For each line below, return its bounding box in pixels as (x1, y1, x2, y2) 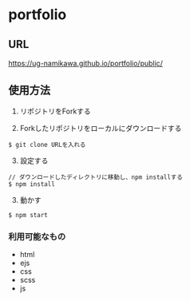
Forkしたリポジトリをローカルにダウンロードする (19, 123, 182, 133)
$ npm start (8, 211, 48, 219)
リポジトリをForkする (19, 106, 92, 116)
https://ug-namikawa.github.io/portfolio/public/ (8, 58, 164, 68)
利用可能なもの (8, 231, 66, 242)
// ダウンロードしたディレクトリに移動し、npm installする (8, 173, 184, 181)
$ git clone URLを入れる (8, 141, 86, 149)
